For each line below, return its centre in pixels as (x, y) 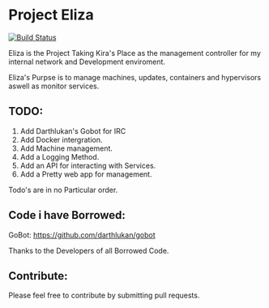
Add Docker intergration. (61, 139)
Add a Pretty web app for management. (86, 174)
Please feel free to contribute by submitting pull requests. (104, 295)
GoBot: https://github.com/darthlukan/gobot (82, 235)
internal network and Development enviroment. (87, 62)
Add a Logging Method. (60, 156)
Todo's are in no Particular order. (63, 190)
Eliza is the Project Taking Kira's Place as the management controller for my (135, 53)
